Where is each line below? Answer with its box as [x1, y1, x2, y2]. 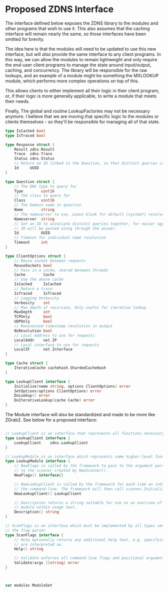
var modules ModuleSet [5, 582, 52, 588]
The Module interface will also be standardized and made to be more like [5, 412, 155, 418]
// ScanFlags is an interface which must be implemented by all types [5, 523, 155, 528]
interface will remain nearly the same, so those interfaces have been [5, 31, 146, 37]
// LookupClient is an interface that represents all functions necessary [5, 431, 164, 436]
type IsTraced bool [5, 133, 46, 138]
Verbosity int [14, 300, 50, 305]
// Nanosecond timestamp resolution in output [14, 324, 113, 329]
